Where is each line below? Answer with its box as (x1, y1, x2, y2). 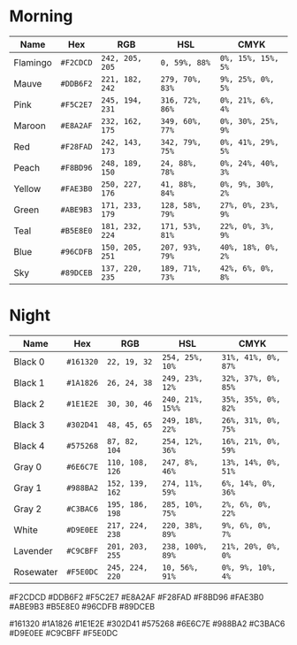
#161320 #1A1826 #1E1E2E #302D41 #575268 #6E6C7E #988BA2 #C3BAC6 (9, 618, 286, 629)
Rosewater (13, 565, 58, 578)
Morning (9, 6, 73, 27)
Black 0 (13, 356, 45, 368)
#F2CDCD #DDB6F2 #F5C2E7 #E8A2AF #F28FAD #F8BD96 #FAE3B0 (9, 591, 264, 603)
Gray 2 (13, 503, 42, 515)
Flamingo (13, 56, 53, 68)
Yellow (13, 182, 42, 195)
